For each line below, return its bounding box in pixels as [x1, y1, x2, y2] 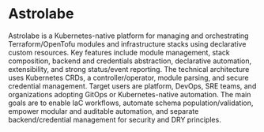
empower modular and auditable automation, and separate [8, 106, 199, 115]
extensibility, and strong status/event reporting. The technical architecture [8, 64, 250, 74]
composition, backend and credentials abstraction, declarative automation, [8, 56, 251, 66]
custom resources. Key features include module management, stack [8, 47, 231, 57]
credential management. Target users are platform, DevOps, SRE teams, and [8, 81, 257, 91]
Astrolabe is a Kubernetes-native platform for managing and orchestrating [8, 31, 249, 40]
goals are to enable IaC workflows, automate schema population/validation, [8, 98, 254, 107]
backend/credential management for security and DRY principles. [8, 115, 221, 124]
